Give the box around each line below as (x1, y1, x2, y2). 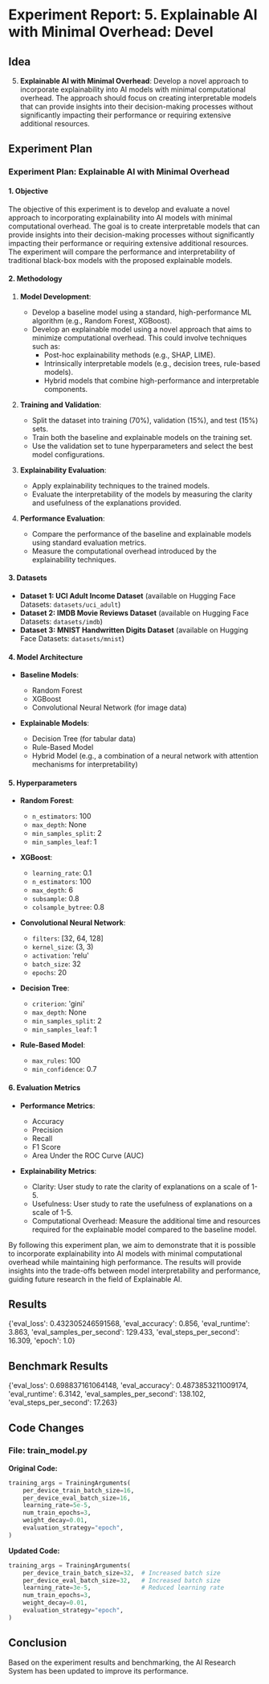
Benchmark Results (8, 1359, 108, 1373)
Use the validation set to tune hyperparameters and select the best (31, 441, 254, 451)
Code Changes (8, 1421, 84, 1435)
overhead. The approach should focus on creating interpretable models (19, 93, 257, 102)
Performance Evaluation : (19, 513, 106, 523)
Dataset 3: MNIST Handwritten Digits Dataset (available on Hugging (19, 625, 249, 635)
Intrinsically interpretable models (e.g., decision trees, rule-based (43, 358, 261, 368)
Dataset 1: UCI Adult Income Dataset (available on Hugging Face (19, 591, 236, 600)
